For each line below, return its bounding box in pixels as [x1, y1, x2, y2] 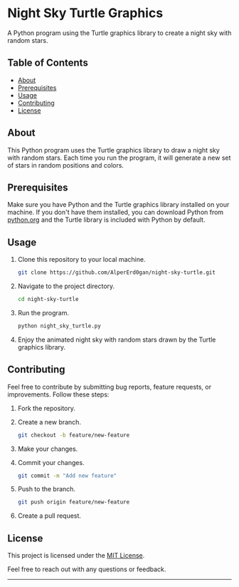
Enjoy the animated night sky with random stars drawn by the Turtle [17, 335, 216, 344]
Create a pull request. [17, 511, 82, 520]
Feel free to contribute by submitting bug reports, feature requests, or [7, 382, 212, 391]
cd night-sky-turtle [17, 296, 79, 303]
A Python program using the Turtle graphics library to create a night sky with [7, 29, 232, 37]
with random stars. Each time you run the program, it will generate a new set [7, 153, 231, 162]
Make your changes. [17, 444, 78, 453]
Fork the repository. [17, 404, 76, 412]
